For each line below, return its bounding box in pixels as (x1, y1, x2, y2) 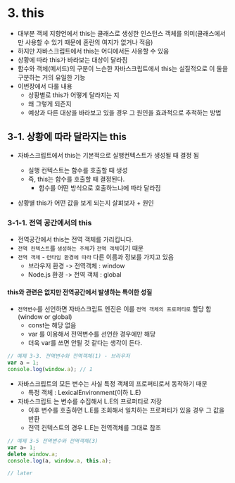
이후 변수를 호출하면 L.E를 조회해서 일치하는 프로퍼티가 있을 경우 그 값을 (27, 406, 225, 414)
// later (7, 470, 33, 477)
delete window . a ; (7, 451, 58, 458)
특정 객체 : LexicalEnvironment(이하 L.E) (27, 388, 142, 396)
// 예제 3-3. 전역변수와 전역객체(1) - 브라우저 (7, 353, 130, 360)
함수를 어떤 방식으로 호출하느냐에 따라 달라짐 (38, 183, 161, 192)
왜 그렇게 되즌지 (27, 99, 72, 108)
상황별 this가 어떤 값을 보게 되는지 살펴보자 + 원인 (17, 199, 154, 207)
